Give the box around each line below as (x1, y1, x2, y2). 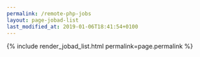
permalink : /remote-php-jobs (6, 10, 92, 17)
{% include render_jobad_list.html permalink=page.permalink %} (6, 42, 194, 51)
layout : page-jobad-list (6, 17, 79, 24)
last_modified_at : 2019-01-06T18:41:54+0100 (6, 23, 138, 30)
